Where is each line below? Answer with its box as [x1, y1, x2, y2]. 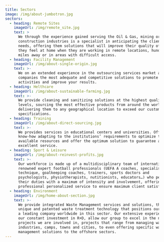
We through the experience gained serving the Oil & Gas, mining [18, 35, 154, 40]
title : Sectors [5, 7, 36, 12]
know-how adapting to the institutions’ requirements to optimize [18, 134, 156, 139]
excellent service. [18, 143, 58, 148]
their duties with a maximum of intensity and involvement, [18, 180, 143, 184]
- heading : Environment [9, 188, 58, 193]
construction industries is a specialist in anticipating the [18, 39, 147, 44]
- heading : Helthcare [9, 84, 54, 89]
